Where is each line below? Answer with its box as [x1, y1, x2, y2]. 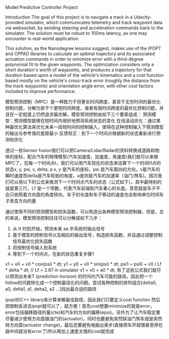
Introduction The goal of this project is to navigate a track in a [5, 14, 133, 20]
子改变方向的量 [5, 198, 36, 204]
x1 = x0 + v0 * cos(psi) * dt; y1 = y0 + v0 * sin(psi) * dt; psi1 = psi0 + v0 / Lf [5, 261, 162, 267]
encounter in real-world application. [5, 35, 79, 41]
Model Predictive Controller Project [5, 5, 78, 10]
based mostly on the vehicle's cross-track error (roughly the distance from [5, 78, 160, 83]
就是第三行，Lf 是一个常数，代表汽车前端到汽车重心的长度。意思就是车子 [5, 185, 156, 191]
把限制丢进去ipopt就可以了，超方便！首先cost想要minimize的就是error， [5, 303, 155, 309]
